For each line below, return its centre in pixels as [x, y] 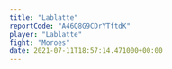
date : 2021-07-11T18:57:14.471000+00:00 [86, 51]
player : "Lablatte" [46, 34]
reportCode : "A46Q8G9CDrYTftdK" [70, 26]
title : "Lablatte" [44, 17]
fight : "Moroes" [40, 43]
